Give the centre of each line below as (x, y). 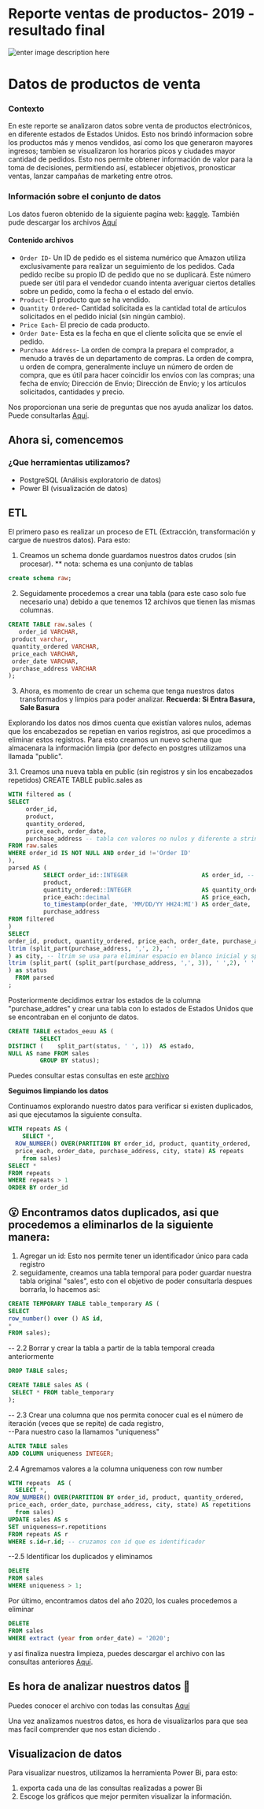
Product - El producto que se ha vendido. (85, 300)
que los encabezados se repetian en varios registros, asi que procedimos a (130, 731)
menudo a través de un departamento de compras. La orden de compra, (136, 358)
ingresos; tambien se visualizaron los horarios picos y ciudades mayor (122, 151)
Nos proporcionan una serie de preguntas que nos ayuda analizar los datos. (131, 407)
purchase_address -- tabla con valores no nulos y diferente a (131, 839)
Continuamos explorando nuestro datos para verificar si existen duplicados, (131, 1106)
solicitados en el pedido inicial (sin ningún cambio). (103, 316)
